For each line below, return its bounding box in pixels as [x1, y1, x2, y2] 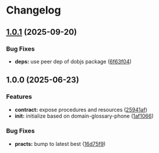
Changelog [6, 4, 61, 17]
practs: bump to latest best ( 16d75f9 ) [14, 140, 106, 147]
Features [6, 92, 32, 101]
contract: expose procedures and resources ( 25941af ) [14, 106, 148, 113]
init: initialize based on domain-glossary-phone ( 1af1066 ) [14, 112, 154, 119]
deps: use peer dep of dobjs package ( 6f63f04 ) [14, 58, 132, 65]
